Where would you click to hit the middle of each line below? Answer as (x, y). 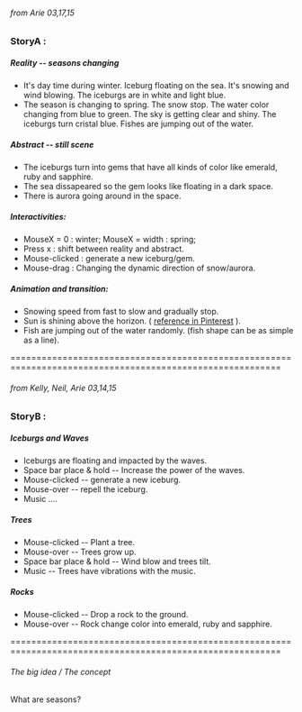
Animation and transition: (59, 288)
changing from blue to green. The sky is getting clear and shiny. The (150, 114)
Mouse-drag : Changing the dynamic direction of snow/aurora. (139, 268)
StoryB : (28, 416)
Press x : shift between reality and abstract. (104, 249)
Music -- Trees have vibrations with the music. (109, 571)
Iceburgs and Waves (49, 438)
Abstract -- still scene (52, 144)
